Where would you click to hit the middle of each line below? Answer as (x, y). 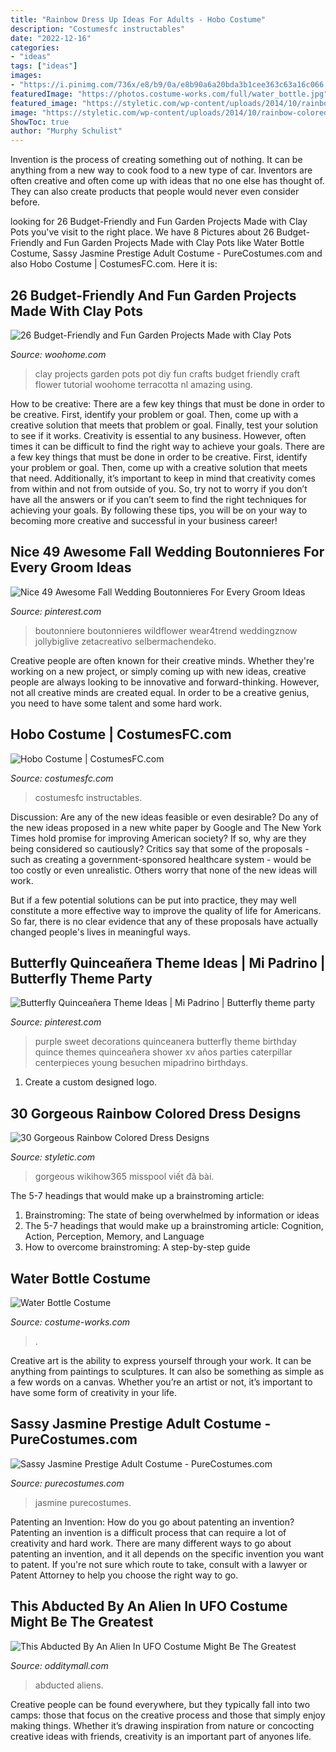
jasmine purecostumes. (83, 1502)
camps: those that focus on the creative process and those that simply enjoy (168, 1715)
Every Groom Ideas (71, 567)
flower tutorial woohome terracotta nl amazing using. (143, 384)
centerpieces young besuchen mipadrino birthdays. (141, 1063)
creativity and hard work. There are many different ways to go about (151, 1543)
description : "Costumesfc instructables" (98, 29)
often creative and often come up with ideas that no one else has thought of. (167, 181)
